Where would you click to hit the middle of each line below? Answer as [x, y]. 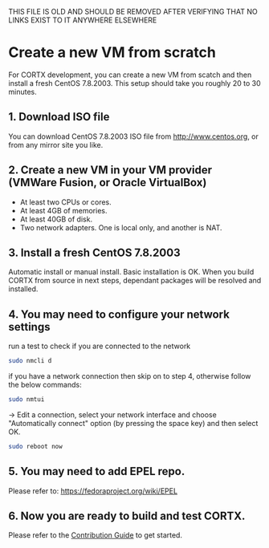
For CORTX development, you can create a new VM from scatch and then [130, 75]
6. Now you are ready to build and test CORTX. [127, 516]
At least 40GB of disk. [56, 219]
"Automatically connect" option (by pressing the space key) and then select [133, 423]
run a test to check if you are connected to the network [100, 346]
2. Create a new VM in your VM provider [110, 170]
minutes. [23, 91]
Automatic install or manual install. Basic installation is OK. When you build [131, 272]
